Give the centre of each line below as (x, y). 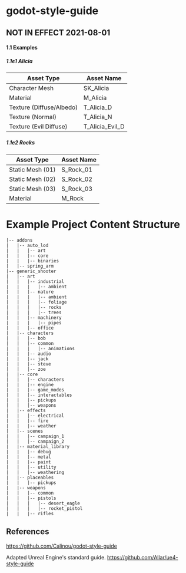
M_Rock (73, 199)
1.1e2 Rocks (21, 142)
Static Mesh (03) (32, 189)
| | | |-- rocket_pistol (44, 509)
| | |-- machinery (34, 318)
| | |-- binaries (33, 261)
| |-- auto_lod (27, 246)
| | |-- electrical (35, 416)
